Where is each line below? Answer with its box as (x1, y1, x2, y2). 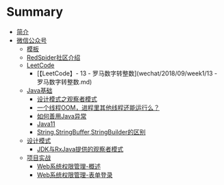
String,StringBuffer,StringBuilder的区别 (36, 127, 146, 136)
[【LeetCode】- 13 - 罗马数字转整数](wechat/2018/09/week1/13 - (36, 69, 218, 77)
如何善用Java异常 (36, 112, 87, 120)
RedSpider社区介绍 (26, 53, 81, 62)
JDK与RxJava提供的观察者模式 (36, 145, 124, 153)
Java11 (36, 119, 55, 127)
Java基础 (26, 86, 53, 95)
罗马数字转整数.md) (36, 77, 92, 86)
